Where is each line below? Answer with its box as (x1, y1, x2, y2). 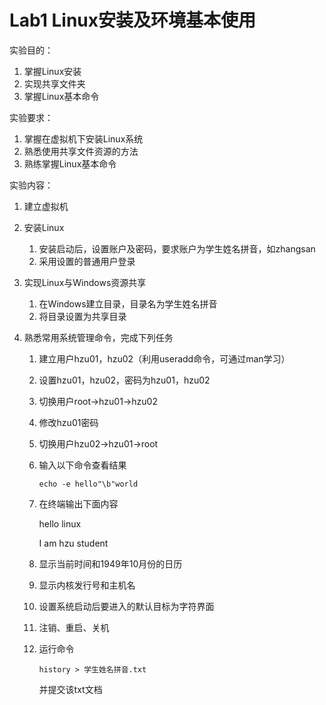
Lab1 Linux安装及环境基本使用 (9, 9, 257, 32)
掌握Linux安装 (23, 65, 82, 77)
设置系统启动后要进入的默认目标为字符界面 (38, 600, 215, 612)
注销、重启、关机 (38, 621, 110, 633)
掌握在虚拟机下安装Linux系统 (23, 132, 144, 145)
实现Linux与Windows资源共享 (23, 276, 147, 288)
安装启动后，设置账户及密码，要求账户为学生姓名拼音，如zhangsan (38, 242, 316, 255)
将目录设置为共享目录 (38, 310, 127, 322)
